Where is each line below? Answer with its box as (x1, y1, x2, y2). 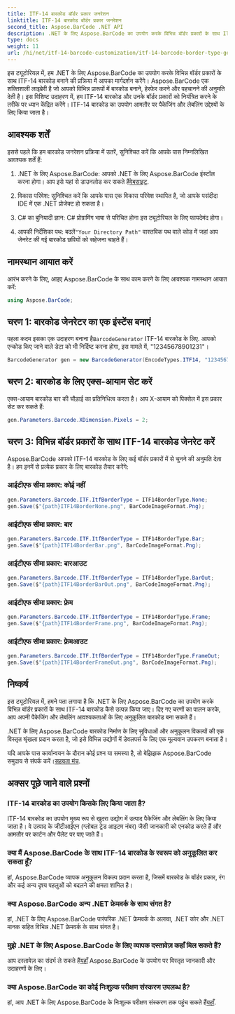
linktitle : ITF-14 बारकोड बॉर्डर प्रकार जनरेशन (7, 17, 122, 24)
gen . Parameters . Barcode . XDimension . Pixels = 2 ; (7, 416, 149, 423)
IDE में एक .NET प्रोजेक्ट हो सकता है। (17, 199, 104, 208)
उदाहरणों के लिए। (7, 964, 47, 973)
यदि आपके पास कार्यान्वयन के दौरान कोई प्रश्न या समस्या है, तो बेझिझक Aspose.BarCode (7, 749, 212, 757)
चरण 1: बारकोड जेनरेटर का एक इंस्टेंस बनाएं (7, 316, 151, 328)
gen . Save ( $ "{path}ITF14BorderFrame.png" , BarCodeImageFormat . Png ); (7, 620, 208, 627)
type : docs (7, 36, 39, 44)
